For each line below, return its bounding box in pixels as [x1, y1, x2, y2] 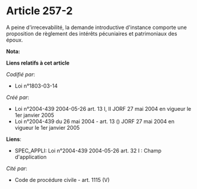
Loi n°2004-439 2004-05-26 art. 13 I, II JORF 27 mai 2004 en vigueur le [14, 105, 192, 112]
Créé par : [6, 94, 30, 101]
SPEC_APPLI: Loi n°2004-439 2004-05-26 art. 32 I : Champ [14, 147, 162, 154]
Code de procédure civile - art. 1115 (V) [14, 176, 110, 183]
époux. [6, 36, 24, 43]
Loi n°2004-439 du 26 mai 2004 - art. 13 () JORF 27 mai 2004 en [14, 117, 175, 125]
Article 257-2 [6, 4, 73, 18]
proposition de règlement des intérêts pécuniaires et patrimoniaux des [6, 30, 177, 37]
